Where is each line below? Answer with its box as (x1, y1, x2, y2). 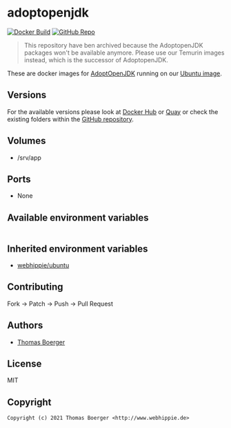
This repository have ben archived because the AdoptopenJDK (23, 41, 203, 49)
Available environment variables (7, 212, 150, 223)
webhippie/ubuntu (17, 261, 70, 269)
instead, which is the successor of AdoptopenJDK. (23, 55, 169, 64)
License (7, 358, 42, 370)
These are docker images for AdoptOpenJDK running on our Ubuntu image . (7, 69, 222, 77)
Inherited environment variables (7, 243, 148, 254)
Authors (7, 319, 43, 331)
